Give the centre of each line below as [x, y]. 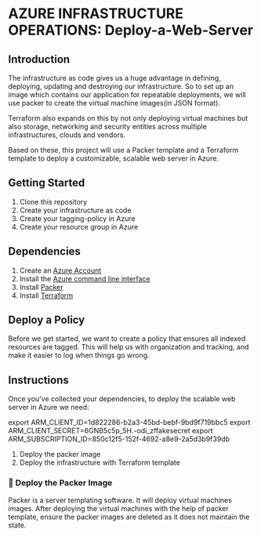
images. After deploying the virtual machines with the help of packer [118, 508]
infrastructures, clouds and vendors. [67, 135]
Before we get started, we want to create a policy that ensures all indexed [127, 339]
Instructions [38, 380]
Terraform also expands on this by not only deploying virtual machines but [128, 118]
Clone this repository [53, 201]
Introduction [39, 59]
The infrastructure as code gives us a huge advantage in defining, [114, 78]
